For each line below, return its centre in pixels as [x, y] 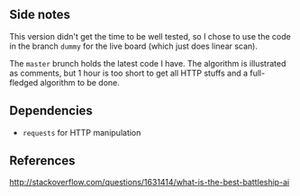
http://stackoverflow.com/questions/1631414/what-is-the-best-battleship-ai [150, 183]
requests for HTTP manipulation [82, 132]
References [42, 161]
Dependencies [51, 111]
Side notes [40, 15]
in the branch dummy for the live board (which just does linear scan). [134, 46]
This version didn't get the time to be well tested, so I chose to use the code [150, 36]
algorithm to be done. [80, 82]
